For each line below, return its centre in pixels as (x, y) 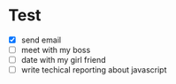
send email (41, 40)
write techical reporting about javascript (94, 70)
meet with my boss (56, 50)
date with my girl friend (64, 60)
